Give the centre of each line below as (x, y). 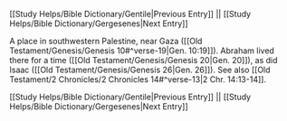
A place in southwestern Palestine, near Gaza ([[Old (106, 41)
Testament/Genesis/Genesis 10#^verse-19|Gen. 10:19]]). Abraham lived (142, 51)
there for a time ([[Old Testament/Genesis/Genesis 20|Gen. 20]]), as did (143, 60)
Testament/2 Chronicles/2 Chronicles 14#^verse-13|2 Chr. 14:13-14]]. (138, 79)
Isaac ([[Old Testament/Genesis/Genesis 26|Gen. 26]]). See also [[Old (140, 70)
